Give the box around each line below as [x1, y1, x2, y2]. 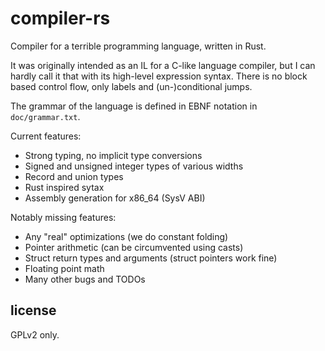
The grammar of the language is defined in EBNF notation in [10, 100, 258, 112]
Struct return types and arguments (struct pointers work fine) [24, 252, 278, 264]
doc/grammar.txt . [10, 110, 81, 122]
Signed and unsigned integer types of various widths [24, 160, 244, 172]
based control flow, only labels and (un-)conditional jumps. [10, 80, 253, 92]
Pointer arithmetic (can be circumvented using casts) [24, 241, 244, 253]
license [10, 302, 57, 319]
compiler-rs [10, 7, 111, 30]
